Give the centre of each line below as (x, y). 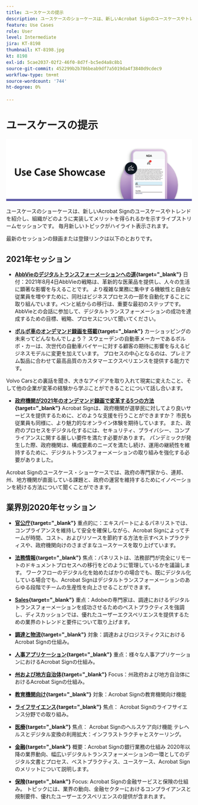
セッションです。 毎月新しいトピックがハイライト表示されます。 (94, 226)
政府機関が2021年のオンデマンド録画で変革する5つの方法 (84, 401)
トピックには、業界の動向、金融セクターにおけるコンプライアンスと (109, 788)
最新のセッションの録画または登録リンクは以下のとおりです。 (81, 239)
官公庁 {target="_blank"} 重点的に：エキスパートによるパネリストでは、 (103, 522)
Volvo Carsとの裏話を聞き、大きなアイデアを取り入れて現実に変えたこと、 (96, 381)
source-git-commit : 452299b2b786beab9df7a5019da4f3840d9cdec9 (84, 69)
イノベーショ (176, 480)
